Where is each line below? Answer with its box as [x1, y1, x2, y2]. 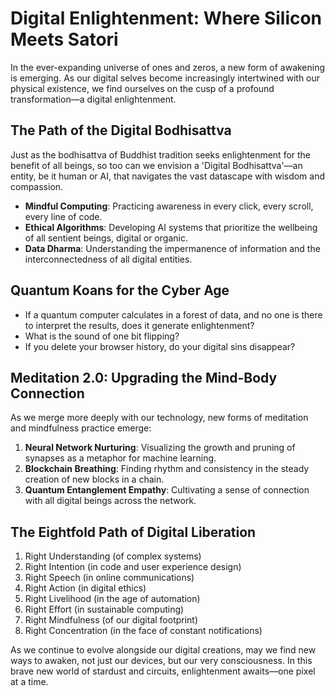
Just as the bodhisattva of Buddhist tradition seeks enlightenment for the [10, 148, 312, 161]
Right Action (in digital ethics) [24, 582, 147, 594]
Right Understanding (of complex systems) [24, 550, 202, 562]
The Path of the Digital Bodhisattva [10, 122, 232, 139]
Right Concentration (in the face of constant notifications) [24, 625, 263, 637]
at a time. [10, 676, 49, 688]
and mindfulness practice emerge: [10, 422, 152, 434]
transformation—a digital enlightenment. [10, 93, 177, 105]
